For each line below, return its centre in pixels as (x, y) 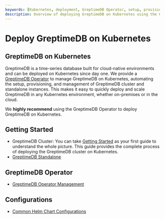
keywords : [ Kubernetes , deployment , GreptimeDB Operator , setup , (73, 10)
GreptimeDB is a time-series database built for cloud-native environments (80, 68)
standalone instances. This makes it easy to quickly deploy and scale (75, 89)
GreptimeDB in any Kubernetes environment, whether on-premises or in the (82, 94)
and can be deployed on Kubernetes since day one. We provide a (71, 73)
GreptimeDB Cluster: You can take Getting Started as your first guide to (84, 141)
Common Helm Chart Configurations (49, 211)
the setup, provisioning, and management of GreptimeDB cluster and (75, 84)
